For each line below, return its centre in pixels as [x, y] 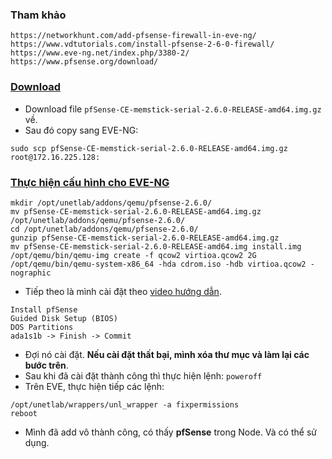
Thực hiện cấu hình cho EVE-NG [90, 182]
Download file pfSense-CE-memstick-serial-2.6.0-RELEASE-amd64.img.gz [173, 109]
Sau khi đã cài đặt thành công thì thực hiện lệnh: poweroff [143, 375]
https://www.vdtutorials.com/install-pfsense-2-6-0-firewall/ [142, 44]
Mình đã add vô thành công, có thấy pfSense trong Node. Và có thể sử [170, 432]
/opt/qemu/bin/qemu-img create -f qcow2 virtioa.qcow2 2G [133, 255]
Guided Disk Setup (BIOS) [64, 318]
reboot [24, 413]
